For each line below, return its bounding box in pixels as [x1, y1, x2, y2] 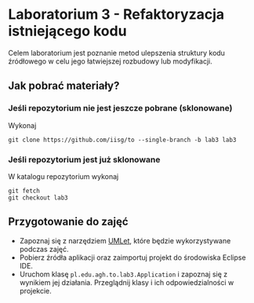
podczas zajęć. [19, 244, 69, 254]
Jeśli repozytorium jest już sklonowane [8, 154, 161, 165]
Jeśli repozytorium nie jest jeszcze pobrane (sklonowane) [8, 103, 233, 114]
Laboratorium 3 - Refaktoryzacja [8, 5, 225, 24]
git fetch [8, 187, 41, 195]
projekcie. [19, 286, 53, 295]
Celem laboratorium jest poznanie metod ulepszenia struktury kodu [8, 48, 226, 57]
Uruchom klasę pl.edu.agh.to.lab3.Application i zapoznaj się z [19, 269, 228, 279]
